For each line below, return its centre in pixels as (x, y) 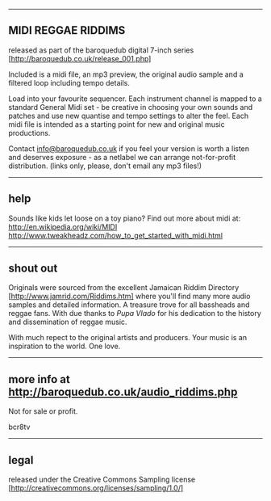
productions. (29, 133)
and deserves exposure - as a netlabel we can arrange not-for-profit (122, 157)
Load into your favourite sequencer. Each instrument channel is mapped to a (135, 99)
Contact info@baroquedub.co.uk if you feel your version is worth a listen (129, 148)
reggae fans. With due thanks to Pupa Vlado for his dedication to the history (135, 314)
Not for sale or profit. (43, 411)
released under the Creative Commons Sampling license (102, 480)
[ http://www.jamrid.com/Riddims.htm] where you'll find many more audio (129, 297)
